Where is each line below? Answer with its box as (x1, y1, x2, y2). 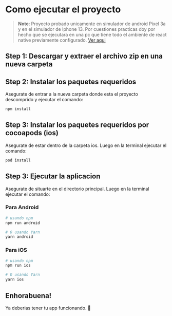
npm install (5, 106, 31, 111)
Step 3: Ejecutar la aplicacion (5, 172, 101, 181)
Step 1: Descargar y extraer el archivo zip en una (5, 52, 163, 61)
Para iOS (5, 247, 27, 254)
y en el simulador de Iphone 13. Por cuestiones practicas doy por (17, 26, 156, 32)
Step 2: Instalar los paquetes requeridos (5, 77, 137, 86)
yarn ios (5, 277, 24, 282)
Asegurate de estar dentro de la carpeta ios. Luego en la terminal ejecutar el (5, 142, 167, 148)
